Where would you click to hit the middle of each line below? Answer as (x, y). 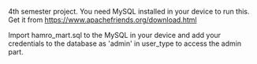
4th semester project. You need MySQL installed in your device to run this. (129, 11)
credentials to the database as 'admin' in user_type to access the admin (125, 43)
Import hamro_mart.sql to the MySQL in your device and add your (115, 35)
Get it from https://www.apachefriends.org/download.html (102, 20)
